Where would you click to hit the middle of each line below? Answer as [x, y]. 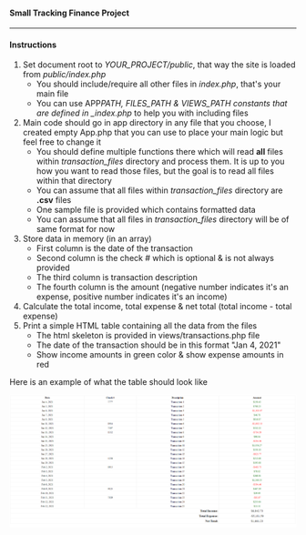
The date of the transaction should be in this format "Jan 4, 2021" [158, 345]
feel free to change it [62, 142]
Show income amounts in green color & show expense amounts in [160, 355]
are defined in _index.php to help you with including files [142, 113]
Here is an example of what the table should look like [108, 382]
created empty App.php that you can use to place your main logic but [153, 133]
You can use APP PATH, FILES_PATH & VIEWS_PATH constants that [162, 104]
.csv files [54, 200]
